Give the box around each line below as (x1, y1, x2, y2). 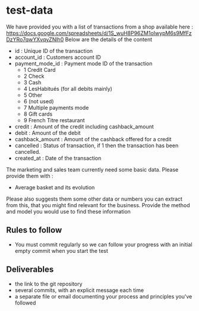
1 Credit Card (23, 66, 56, 73)
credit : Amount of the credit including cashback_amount (14, 123, 154, 130)
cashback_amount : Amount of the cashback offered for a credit (14, 135, 172, 142)
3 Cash (23, 78, 42, 86)
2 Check (23, 72, 45, 80)
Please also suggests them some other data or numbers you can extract (6, 195, 183, 202)
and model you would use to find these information (6, 208, 131, 215)
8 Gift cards (23, 110, 53, 118)
